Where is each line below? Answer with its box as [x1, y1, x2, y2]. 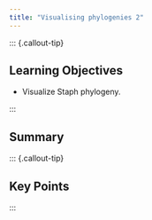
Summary [9, 130, 65, 145]
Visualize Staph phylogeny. [21, 86, 121, 98]
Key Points [9, 178, 70, 193]
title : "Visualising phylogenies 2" [9, 12, 144, 22]
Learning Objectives [9, 63, 124, 78]
